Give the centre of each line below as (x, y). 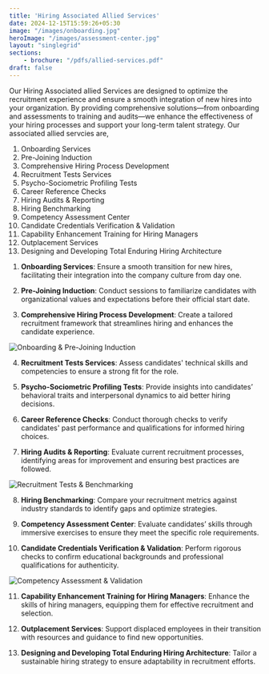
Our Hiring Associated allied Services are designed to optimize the (118, 91)
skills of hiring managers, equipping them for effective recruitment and (137, 604)
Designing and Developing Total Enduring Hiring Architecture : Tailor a (139, 652)
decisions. (38, 404)
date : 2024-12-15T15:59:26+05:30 (65, 23)
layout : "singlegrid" (45, 46)
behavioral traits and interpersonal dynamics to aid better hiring (125, 395)
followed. (36, 469)
